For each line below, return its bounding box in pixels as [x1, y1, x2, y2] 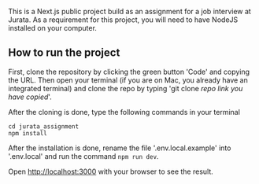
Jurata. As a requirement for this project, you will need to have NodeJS [8, 15, 239, 24]
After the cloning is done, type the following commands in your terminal [8, 107, 240, 116]
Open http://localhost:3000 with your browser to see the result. [8, 167, 214, 176]
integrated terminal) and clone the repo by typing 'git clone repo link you [8, 83, 243, 93]
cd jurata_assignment [8, 122, 80, 131]
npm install [8, 129, 47, 137]
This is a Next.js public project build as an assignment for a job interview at [8, 7, 252, 16]
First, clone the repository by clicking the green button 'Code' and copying [8, 67, 250, 76]
